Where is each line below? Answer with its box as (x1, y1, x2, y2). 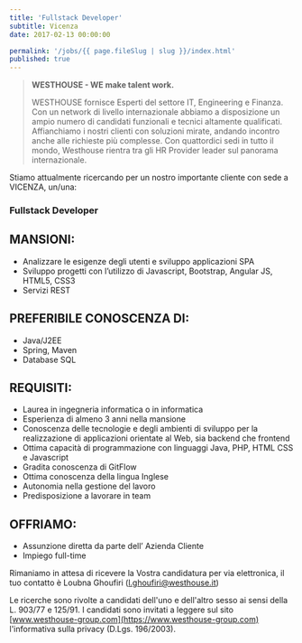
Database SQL (22, 354, 77, 365)
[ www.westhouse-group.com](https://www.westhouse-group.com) (9, 614, 260, 625)
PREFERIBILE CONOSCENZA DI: (9, 311, 189, 326)
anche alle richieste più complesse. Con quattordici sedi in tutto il (31, 135, 274, 146)
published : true (9, 55, 70, 64)
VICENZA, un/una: (9, 182, 78, 192)
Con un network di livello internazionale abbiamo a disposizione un (31, 107, 280, 117)
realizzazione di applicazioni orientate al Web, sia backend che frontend (22, 433, 290, 443)
